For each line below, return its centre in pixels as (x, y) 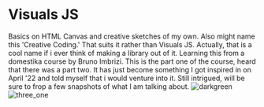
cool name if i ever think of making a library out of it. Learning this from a (126, 53)
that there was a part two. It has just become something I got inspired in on (130, 69)
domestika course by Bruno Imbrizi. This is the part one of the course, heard (132, 61)
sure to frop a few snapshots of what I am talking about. (99, 86)
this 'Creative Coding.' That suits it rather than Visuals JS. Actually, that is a (130, 44)
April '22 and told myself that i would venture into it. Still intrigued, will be (127, 78)
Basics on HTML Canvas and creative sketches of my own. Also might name (132, 36)
